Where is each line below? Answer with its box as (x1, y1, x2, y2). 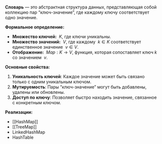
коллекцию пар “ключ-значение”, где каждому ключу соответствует (5, 9, 149, 15)
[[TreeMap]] (12, 124, 37, 130)
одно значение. (5, 15, 38, 20)
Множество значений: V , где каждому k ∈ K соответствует (12, 39, 141, 45)
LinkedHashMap (12, 129, 46, 135)
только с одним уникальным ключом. (12, 79, 92, 85)
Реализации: (5, 109, 33, 115)
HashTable (12, 135, 34, 140)
